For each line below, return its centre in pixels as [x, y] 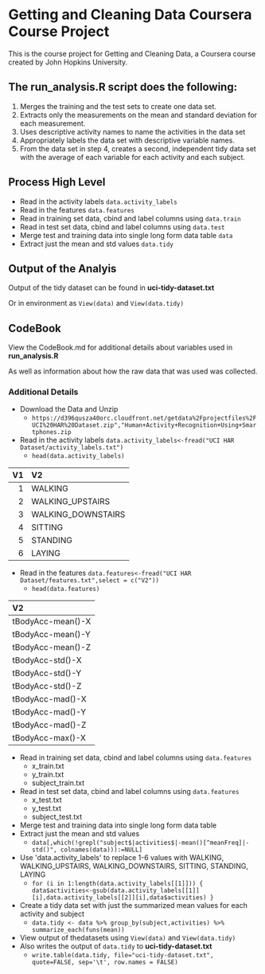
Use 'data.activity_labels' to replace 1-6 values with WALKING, [122, 858]
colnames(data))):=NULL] [101, 850]
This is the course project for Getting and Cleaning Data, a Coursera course [132, 53]
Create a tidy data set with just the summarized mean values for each [134, 906]
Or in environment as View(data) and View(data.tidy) [96, 303]
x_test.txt [47, 800]
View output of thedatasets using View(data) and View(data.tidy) [128, 938]
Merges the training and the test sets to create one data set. [118, 106]
